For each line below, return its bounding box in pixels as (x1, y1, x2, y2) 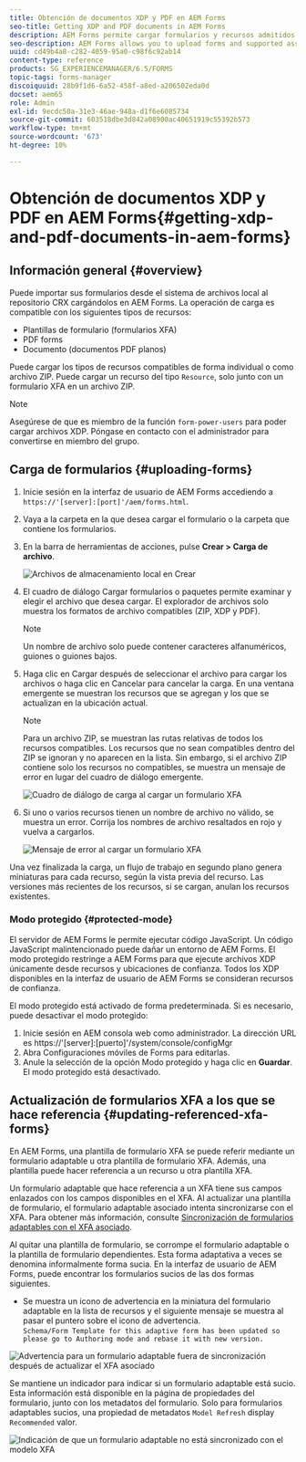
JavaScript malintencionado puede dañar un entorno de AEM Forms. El (9, 944, 276, 955)
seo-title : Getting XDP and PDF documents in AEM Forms (9, 22, 226, 31)
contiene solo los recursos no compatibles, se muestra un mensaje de (22, 761, 286, 772)
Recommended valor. (9, 1416, 77, 1427)
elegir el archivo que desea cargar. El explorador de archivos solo (22, 595, 269, 607)
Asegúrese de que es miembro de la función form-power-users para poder (9, 416, 287, 427)
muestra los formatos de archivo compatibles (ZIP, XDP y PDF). (22, 605, 261, 616)
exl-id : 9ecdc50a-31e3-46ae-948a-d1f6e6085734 (9, 107, 189, 116)
